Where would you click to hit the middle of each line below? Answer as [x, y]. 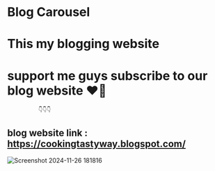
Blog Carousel [49, 12]
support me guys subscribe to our [107, 75]
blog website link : [48, 133]
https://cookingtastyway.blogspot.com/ [97, 144]
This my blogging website [83, 44]
